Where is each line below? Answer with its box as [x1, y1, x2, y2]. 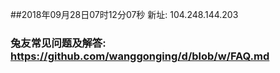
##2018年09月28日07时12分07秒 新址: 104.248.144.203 [10, 9, 239, 20]
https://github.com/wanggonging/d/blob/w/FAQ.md [10, 49, 270, 63]
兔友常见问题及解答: [10, 36, 107, 50]
